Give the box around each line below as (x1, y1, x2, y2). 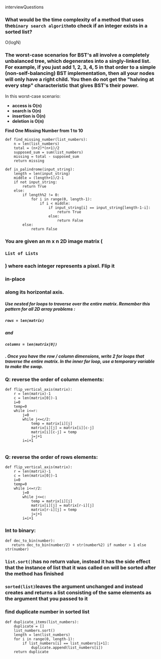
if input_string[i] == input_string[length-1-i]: (48, 205, 151, 210)
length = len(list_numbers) (14, 632, 70, 637)
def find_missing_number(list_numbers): (5, 137, 88, 142)
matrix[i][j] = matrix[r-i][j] (31, 503, 95, 508)
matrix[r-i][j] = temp (31, 508, 77, 512)
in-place (5, 276, 25, 282)
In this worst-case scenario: (5, 93, 61, 99)
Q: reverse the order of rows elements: (5, 453, 98, 460)
